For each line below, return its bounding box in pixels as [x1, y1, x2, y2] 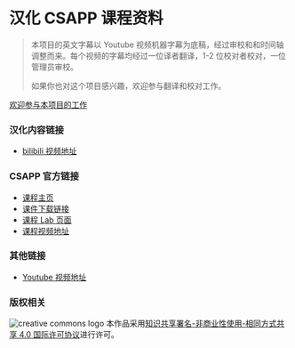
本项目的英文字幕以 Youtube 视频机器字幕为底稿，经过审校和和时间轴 [30, 39, 284, 50]
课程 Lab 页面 [21, 214, 73, 225]
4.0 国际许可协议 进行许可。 [19, 329, 119, 340]
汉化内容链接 [9, 124, 65, 136]
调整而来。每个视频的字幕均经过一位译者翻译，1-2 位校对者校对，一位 [30, 50, 286, 61]
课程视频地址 [21, 225, 69, 236]
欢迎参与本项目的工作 [9, 99, 87, 109]
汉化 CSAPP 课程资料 [9, 8, 164, 28]
